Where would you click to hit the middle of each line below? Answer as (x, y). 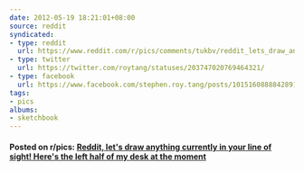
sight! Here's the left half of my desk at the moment (108, 156)
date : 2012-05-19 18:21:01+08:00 (72, 18)
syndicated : (32, 34)
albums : (24, 110)
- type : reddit (38, 43)
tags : (19, 93)
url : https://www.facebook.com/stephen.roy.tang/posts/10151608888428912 (159, 85)
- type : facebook (42, 76)
